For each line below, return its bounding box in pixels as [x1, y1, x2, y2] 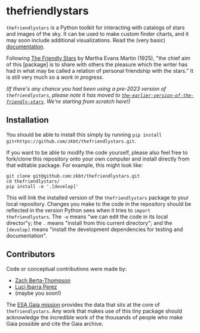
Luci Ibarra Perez [14, 283, 57, 290]
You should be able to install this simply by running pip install [6, 131, 162, 138]
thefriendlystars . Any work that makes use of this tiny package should [6, 307, 182, 314]
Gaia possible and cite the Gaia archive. [6, 320, 104, 327]
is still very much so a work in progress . [6, 73, 104, 81]
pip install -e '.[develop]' [6, 183, 79, 189]
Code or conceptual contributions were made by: [6, 265, 127, 272]
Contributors [6, 249, 56, 260]
